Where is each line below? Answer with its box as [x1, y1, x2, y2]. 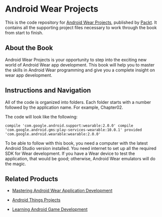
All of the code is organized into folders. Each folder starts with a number [5, 99, 151, 105]
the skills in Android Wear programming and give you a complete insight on [5, 67, 155, 73]
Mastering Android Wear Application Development [12, 188, 113, 194]
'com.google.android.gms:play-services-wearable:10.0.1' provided [5, 127, 142, 132]
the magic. [5, 161, 27, 167]
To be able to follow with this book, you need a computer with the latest [5, 140, 148, 146]
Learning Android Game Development [12, 206, 88, 212]
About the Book [5, 44, 53, 52]
